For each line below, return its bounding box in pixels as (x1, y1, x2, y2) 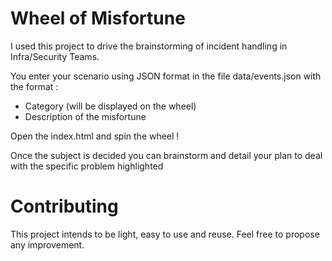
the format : (10, 80, 59, 92)
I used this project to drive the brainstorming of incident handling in (10, 40, 288, 52)
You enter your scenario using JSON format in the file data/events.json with (10, 70, 322, 82)
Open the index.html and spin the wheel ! (10, 130, 180, 142)
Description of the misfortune (24, 110, 147, 122)
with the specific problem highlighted (10, 160, 164, 172)
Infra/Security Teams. (10, 50, 100, 62)
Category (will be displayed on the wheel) (24, 100, 197, 112)
